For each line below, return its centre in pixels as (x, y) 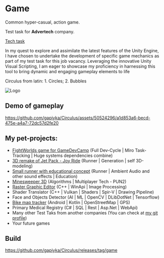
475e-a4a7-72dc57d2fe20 (32, 123)
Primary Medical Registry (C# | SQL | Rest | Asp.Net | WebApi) (75, 207)
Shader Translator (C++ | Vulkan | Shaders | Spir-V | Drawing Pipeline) (83, 192)
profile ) (19, 218)
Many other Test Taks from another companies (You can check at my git (85, 213)
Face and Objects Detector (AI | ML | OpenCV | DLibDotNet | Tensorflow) (86, 197)
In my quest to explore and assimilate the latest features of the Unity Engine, (82, 51)
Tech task (15, 41)
